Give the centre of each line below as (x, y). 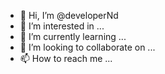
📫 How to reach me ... (66, 58)
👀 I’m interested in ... (62, 26)
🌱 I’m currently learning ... (73, 36)
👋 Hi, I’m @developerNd (69, 15)
